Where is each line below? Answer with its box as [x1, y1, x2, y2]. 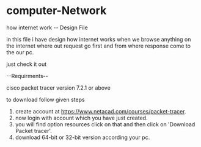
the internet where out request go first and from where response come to [6, 42, 191, 49]
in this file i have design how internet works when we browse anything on [6, 35, 191, 43]
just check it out [6, 60, 47, 68]
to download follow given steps [6, 96, 85, 103]
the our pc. [6, 48, 34, 56]
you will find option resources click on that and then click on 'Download [15, 120, 196, 128]
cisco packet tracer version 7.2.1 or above [6, 84, 111, 91]
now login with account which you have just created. [15, 114, 148, 121]
